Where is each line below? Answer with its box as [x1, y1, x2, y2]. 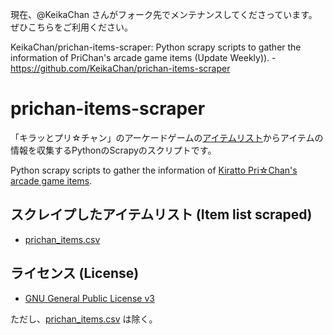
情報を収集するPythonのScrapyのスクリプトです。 [10, 144, 217, 156]
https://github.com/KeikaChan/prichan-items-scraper [10, 63, 231, 74]
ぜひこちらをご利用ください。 [10, 21, 133, 33]
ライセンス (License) [10, 265, 140, 282]
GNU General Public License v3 [24, 292, 155, 304]
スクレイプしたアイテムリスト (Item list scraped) [10, 206, 313, 223]
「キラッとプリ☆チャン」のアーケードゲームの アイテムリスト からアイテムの [10, 131, 324, 143]
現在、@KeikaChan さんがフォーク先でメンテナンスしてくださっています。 [10, 9, 318, 20]
